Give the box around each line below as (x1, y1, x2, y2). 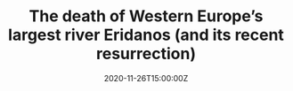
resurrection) (95, 44, 197, 64)
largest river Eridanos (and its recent (8, 25, 284, 45)
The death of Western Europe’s (28, 6, 264, 27)
